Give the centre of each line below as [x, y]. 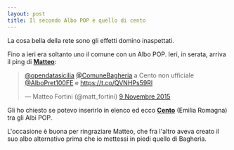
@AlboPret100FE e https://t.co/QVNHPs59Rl [89, 82]
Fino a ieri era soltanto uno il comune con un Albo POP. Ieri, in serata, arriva [117, 54]
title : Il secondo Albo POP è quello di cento [77, 20]
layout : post [26, 14]
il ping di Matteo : [32, 61]
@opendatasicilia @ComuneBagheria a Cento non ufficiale [109, 75]
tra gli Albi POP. [30, 118]
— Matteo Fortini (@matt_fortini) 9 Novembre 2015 [97, 96]
